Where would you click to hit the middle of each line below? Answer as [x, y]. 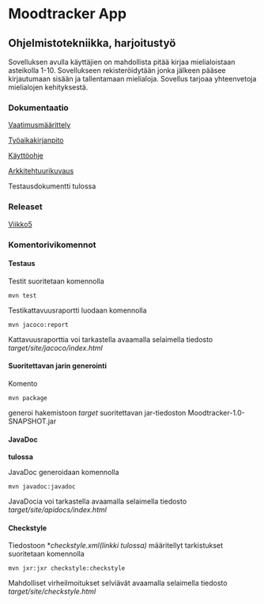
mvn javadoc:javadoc [42, 487]
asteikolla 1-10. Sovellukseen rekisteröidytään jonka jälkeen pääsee [117, 70]
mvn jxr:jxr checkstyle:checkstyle [67, 568]
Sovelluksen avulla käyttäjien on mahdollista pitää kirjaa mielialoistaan [122, 62]
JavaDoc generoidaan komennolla [64, 473]
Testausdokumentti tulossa [52, 186]
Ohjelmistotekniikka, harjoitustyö [92, 43]
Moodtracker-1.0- [216, 412]
